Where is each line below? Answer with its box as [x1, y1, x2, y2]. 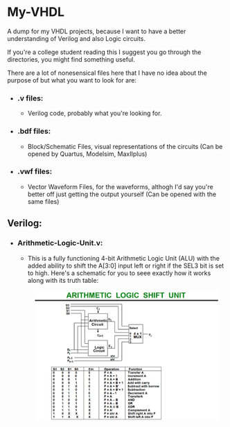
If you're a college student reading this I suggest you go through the [7, 48, 202, 56]
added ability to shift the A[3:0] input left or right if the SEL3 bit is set [27, 261, 224, 270]
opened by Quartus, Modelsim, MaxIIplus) [27, 150, 148, 158]
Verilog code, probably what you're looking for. [27, 109, 162, 118]
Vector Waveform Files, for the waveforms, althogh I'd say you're [27, 182, 213, 191]
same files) [27, 197, 60, 205]
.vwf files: [17, 167, 53, 177]
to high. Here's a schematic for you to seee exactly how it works [27, 268, 211, 277]
